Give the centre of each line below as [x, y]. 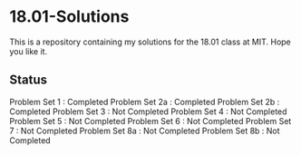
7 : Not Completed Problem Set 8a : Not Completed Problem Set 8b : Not [145, 131]
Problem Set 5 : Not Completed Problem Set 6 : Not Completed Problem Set [150, 121]
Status [29, 80]
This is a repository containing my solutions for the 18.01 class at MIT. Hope [150, 42]
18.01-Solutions [69, 17]
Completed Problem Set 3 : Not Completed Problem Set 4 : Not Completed [148, 111]
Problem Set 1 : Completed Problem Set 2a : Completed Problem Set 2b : [145, 102]
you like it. [29, 51]
